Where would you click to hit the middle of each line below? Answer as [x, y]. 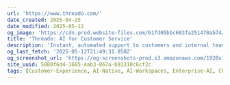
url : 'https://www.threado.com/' [55, 13]
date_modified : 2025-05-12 [46, 26]
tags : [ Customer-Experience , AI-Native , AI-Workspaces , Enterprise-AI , [111, 71]
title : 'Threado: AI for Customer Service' [70, 39]
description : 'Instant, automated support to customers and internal [108, 45]
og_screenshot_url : [35, 58]
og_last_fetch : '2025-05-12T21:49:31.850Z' [70, 52]
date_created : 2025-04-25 [44, 20]
